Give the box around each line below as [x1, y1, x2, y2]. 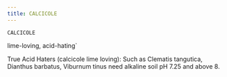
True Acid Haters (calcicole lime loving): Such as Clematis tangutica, [7, 55, 203, 63]
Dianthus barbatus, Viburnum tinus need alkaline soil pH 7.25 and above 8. [7, 62, 220, 70]
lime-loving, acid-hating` [7, 41, 78, 49]
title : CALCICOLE [7, 10, 58, 17]
